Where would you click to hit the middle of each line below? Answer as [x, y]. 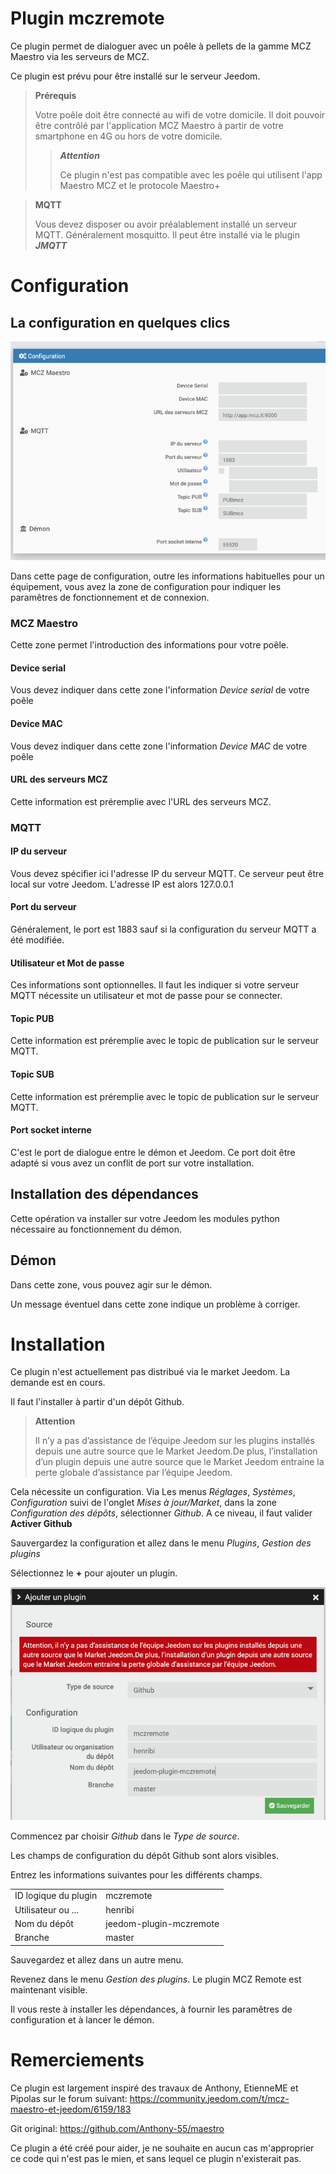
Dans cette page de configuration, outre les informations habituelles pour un [167, 576]
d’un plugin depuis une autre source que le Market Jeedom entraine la [179, 1462]
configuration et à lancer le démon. [82, 2019]
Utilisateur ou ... [47, 1909]
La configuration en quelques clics [120, 322]
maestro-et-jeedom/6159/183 [71, 2109]
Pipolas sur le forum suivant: [69, 2098]
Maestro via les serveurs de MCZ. [80, 56]
